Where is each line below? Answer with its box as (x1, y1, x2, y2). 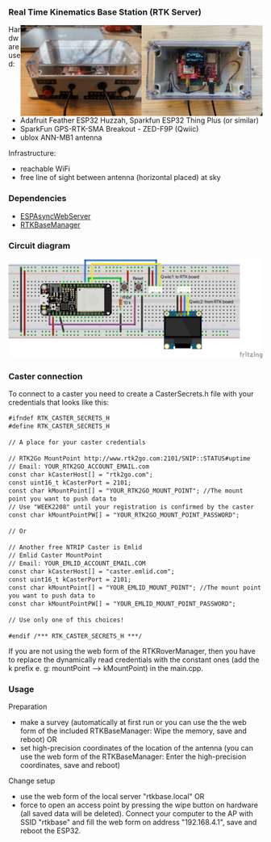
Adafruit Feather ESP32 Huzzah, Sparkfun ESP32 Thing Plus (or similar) (19, 115, 260, 125)
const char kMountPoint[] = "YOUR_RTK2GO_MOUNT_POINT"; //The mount (8, 487, 244, 495)
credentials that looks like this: (8, 398, 110, 408)
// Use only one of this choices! (8, 616, 125, 624)
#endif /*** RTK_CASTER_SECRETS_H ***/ (8, 632, 143, 640)
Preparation (8, 702, 48, 712)
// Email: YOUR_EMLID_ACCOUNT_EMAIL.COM (8, 559, 147, 568)
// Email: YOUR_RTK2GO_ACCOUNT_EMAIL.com (8, 463, 150, 471)
